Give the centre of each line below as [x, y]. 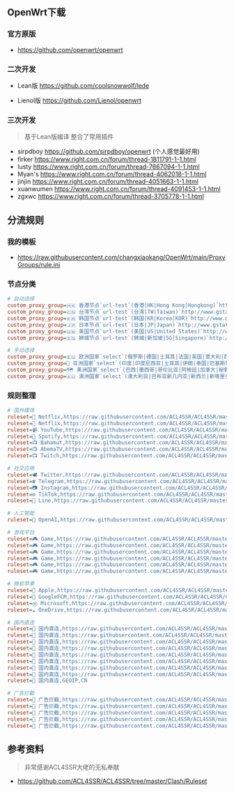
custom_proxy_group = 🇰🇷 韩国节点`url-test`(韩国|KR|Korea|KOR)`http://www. [116, 318]
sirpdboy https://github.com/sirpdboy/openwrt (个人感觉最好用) [108, 151]
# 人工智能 [21, 513]
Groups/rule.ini [39, 264]
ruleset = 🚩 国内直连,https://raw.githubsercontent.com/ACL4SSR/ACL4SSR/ [111, 635]
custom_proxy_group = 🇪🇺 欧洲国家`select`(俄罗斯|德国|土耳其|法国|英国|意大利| [116, 357]
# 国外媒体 [21, 411]
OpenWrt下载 [37, 13]
